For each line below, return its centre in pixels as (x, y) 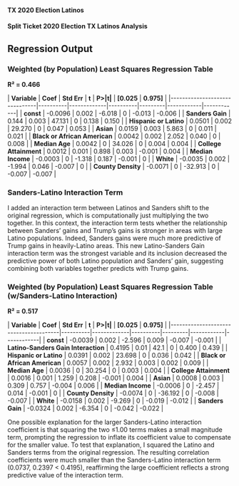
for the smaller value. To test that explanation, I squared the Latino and (111, 445)
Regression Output (50, 49)
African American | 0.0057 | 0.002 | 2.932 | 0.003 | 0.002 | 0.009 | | (108, 363)
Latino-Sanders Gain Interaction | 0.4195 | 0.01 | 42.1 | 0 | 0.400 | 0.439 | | (118, 348)
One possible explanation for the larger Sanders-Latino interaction (105, 422)
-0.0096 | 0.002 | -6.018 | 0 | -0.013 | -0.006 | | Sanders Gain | (138, 113)
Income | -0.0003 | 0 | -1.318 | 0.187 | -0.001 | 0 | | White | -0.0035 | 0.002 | (119, 159)
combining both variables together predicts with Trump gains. (98, 269)
